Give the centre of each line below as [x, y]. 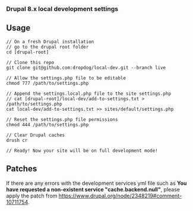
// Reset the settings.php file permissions [62, 119]
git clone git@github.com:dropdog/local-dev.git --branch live [86, 68]
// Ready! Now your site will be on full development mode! [82, 151]
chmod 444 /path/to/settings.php [48, 124]
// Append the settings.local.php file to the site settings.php [88, 94]
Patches [22, 169]
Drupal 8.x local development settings [62, 9]
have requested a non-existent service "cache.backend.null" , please [93, 189]
